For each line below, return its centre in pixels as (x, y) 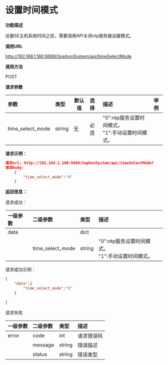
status (40, 354)
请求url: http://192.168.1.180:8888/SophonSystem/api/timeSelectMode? (79, 163)
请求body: (14, 167)
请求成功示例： (20, 269)
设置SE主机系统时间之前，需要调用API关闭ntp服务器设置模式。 (69, 35)
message (43, 344)
